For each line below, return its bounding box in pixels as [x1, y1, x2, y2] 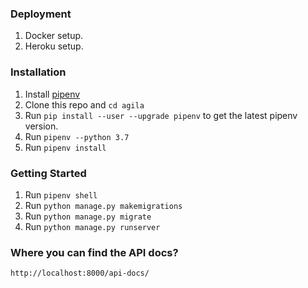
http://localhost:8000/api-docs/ [10, 268, 150, 279]
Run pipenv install [24, 141, 107, 153]
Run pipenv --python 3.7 [24, 130, 130, 142]
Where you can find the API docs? [10, 245, 179, 259]
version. [24, 120, 59, 132]
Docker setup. [24, 30, 84, 42]
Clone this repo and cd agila [24, 98, 145, 111]
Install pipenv [24, 88, 81, 100]
